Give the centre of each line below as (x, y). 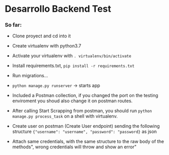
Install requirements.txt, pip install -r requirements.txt (73, 66)
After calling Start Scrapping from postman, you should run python (82, 111)
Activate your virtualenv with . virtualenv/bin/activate (72, 56)
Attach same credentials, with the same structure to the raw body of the (88, 142)
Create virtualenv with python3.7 (47, 46)
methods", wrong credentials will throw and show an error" (74, 147)
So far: (13, 25)
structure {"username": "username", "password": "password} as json (84, 131)
